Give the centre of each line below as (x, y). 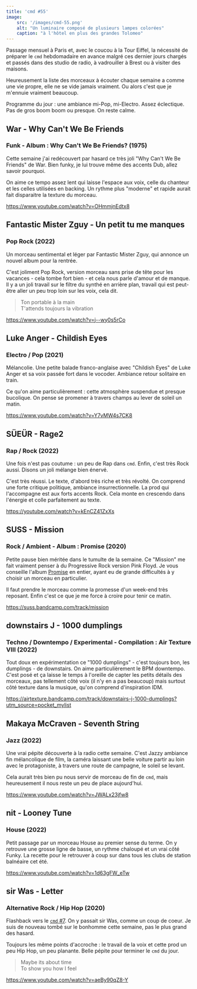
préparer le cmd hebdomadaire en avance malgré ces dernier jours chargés (96, 56)
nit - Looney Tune (39, 813)
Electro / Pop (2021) (35, 355)
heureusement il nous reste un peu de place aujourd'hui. (74, 783)
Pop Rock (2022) (31, 242)
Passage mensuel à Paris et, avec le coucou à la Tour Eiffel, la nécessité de (97, 50)
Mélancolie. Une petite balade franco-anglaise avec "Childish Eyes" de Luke (98, 367)
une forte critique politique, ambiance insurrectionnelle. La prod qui (88, 487)
